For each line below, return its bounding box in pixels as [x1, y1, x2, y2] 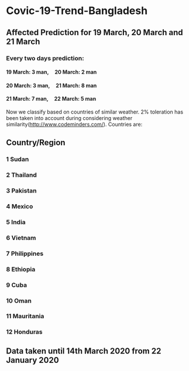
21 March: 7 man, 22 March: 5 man [6, 95, 97, 102]
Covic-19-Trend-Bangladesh [6, 4, 148, 18]
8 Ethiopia [6, 265, 36, 273]
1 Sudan [6, 155, 29, 163]
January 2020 [6, 355, 60, 365]
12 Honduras [6, 328, 43, 336]
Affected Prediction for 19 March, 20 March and [6, 28, 183, 37]
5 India [6, 218, 26, 226]
